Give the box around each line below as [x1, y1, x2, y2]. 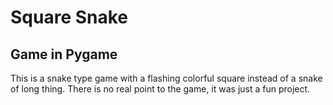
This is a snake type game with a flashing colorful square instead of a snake [10, 72, 323, 84]
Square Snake [10, 6, 129, 29]
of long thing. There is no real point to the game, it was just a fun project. [10, 83, 311, 95]
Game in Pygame [10, 46, 118, 63]
